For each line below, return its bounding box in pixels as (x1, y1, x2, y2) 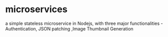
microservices (5, 4, 68, 15)
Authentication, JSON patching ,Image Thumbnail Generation (5, 25, 134, 31)
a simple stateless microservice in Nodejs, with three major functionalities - (5, 20, 163, 26)
